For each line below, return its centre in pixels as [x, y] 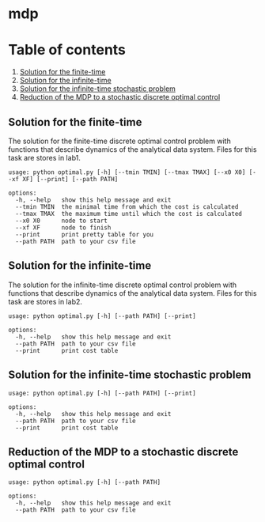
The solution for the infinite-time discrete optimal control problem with [123, 285]
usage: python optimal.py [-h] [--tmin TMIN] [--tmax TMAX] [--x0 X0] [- [132, 172]
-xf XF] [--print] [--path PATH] [63, 179]
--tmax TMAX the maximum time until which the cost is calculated [129, 214]
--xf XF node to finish [63, 227]
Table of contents [67, 50]
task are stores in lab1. [44, 157]
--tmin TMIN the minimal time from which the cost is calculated [127, 206]
